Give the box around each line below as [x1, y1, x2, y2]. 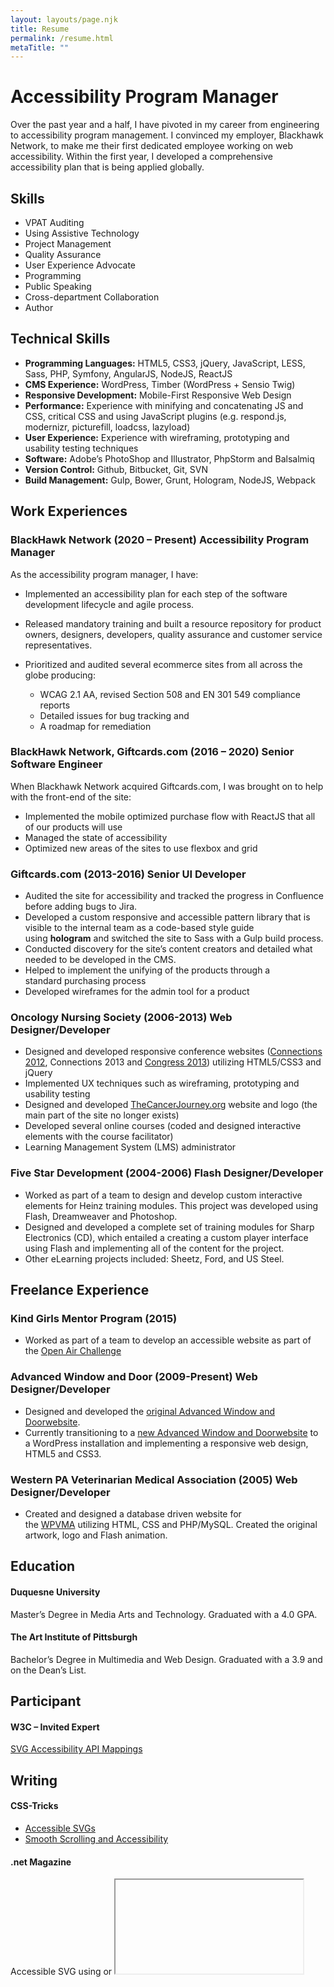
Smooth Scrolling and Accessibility [24, 1832, 169, 1845]
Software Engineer [10, 757, 103, 771]
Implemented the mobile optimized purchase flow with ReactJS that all [24, 810, 316, 822]
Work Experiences [10, 503, 128, 520]
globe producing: [24, 669, 96, 681]
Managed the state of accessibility [24, 831, 168, 843]
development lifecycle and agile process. [24, 598, 195, 610]
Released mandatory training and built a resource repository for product [24, 617, 322, 630]
